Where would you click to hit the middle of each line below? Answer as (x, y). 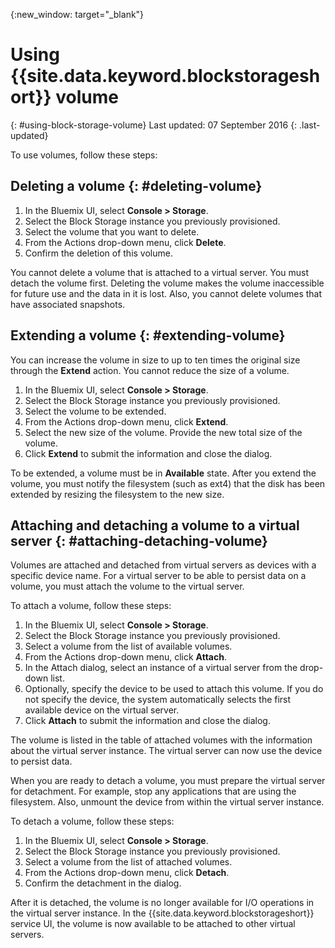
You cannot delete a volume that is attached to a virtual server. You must (160, 272)
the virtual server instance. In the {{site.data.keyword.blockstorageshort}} (162, 913)
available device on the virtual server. (102, 710)
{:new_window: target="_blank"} (77, 14)
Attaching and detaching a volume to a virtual (155, 525)
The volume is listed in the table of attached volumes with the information (161, 740)
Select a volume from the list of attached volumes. (128, 862)
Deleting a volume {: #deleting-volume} (136, 186)
